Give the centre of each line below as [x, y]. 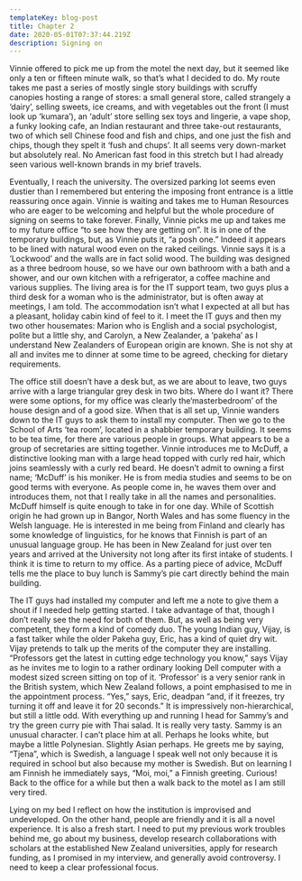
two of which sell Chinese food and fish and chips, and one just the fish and [150, 135]
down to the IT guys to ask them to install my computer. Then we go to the [147, 420]
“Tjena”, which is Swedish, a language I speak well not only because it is [143, 754]
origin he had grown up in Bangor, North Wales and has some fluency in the [150, 516]
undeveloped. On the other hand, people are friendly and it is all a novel [142, 820]
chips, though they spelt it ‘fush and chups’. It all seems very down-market [148, 145]
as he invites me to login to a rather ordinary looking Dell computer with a [145, 668]
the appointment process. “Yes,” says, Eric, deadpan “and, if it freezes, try [147, 697]
